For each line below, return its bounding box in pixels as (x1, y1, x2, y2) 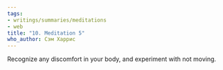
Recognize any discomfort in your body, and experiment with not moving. (7, 55, 217, 63)
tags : (7, 10, 23, 17)
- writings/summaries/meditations (7, 17, 107, 24)
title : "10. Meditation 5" (7, 29, 85, 37)
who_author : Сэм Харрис (7, 36, 76, 43)
